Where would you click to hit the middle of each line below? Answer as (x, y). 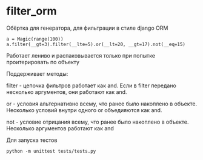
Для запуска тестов (32, 140)
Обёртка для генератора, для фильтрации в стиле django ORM (87, 28)
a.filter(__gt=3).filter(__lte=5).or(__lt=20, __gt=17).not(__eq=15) (96, 44)
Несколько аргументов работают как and (60, 128)
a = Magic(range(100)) (35, 39)
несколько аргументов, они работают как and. (67, 92)
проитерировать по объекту (43, 62)
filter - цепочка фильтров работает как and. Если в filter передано (92, 85)
